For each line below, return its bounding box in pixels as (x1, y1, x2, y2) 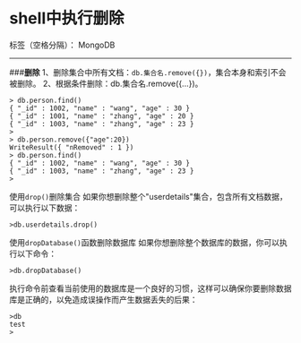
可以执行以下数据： (9, 202, 81, 213)
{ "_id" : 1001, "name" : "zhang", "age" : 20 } (9, 111, 194, 121)
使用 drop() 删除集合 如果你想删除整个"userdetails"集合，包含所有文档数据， (9, 191, 288, 202)
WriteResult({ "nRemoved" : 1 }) (9, 142, 134, 152)
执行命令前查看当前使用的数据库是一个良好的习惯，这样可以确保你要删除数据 (9, 283, 292, 294)
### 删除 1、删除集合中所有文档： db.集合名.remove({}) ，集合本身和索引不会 (9, 66, 287, 77)
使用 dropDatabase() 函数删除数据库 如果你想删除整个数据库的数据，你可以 (9, 236, 280, 247)
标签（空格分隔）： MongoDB (9, 39, 116, 50)
